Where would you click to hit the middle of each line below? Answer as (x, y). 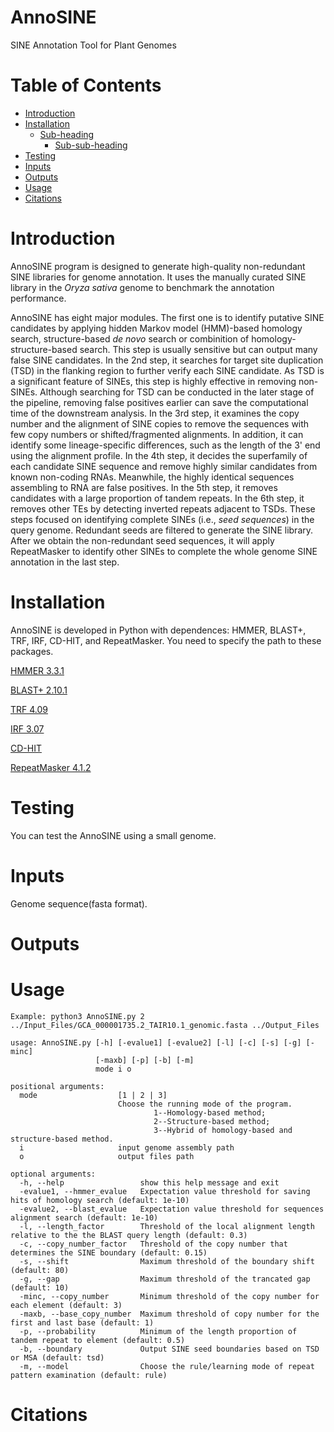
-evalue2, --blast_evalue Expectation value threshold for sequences (172, 1209)
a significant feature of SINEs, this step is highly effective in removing (153, 381)
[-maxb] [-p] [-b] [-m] (145, 1060)
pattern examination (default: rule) (89, 1375)
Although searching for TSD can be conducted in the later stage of (177, 392)
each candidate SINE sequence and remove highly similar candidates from (164, 466)
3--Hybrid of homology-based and (223, 1130)
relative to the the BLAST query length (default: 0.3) (129, 1235)
